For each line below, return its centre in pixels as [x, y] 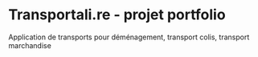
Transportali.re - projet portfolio [117, 15]
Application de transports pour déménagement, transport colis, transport [129, 37]
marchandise [30, 45]
